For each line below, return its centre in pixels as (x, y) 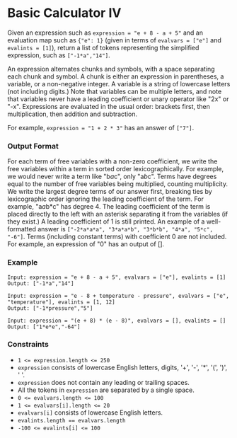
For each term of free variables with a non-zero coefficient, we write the (112, 161)
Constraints (28, 345)
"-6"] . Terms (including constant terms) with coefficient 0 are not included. (117, 237)
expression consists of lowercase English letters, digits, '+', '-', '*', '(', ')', (122, 367)
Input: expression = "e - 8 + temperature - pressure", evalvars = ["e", (118, 296)
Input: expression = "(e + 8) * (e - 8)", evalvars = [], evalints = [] (117, 321)
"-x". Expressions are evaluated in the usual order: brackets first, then (109, 106)
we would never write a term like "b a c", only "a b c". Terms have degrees (112, 177)
